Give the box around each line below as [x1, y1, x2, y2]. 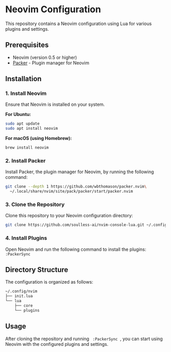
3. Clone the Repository [5, 201, 65, 208]
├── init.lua [5, 294, 33, 299]
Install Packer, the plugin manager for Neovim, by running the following [5, 169, 154, 175]
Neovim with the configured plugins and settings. [5, 341, 108, 347]
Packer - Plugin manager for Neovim [12, 60, 90, 66]
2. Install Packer [5, 157, 46, 164]
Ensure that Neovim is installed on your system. [5, 101, 105, 108]
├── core [14, 303, 33, 309]
